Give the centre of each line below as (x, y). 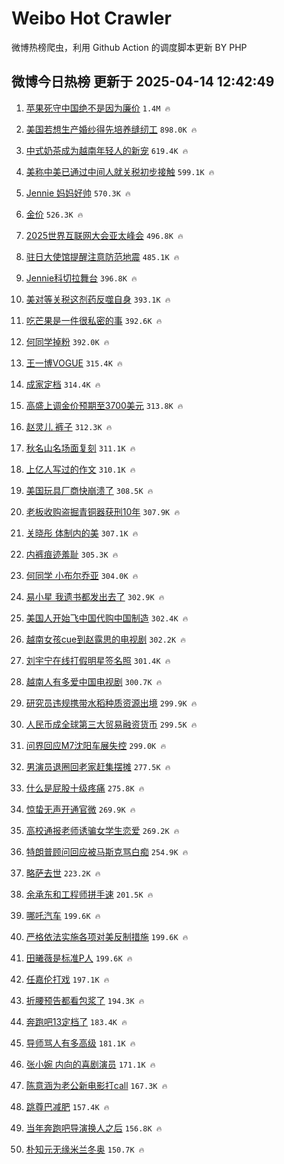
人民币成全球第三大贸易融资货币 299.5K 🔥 (111, 724)
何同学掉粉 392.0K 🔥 (67, 341)
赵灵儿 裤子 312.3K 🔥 (69, 426)
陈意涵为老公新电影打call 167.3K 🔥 (96, 1085)
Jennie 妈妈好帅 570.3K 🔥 (78, 193)
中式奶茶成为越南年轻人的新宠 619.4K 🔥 (107, 150)
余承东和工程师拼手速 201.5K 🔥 (89, 894)
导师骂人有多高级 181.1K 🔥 (80, 1043)
